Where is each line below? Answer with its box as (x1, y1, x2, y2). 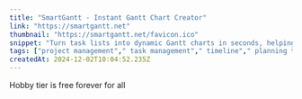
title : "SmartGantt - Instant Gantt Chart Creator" (9, 13, 207, 22)
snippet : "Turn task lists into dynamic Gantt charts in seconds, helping (9, 38, 296, 48)
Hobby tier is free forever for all (9, 80, 126, 90)
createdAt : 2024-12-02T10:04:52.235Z (9, 55, 151, 64)
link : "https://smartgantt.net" (9, 22, 130, 31)
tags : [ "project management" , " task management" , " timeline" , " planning (9, 47, 288, 56)
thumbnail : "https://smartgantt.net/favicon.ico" (9, 30, 200, 39)
